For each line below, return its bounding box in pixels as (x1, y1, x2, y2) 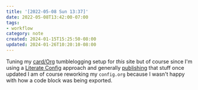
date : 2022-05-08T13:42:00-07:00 (6, 14, 89, 20)
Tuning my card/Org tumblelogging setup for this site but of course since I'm (6, 57, 193, 65)
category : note (6, 31, 44, 37)
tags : (6, 20, 20, 25)
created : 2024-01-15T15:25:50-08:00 (6, 36, 96, 42)
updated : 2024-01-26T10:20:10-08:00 (6, 42, 96, 48)
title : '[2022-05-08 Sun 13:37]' (6, 8, 89, 15)
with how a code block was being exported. (6, 76, 113, 83)
